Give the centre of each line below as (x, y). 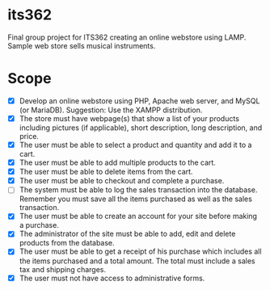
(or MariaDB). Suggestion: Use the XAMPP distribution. (111, 110)
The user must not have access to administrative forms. (112, 278)
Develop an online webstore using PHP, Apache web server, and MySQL (139, 101)
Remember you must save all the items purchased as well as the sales (135, 199)
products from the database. (67, 243)
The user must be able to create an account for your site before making (138, 216)
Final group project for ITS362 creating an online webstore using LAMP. (127, 37)
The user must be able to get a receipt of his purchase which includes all (140, 251)
